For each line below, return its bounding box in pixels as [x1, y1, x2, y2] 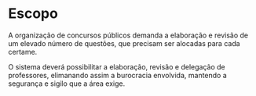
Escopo [8, 5, 59, 23]
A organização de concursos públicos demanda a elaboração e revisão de [8, 30, 249, 40]
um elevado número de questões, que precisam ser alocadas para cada [8, 38, 241, 48]
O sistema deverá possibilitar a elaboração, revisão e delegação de [8, 62, 225, 71]
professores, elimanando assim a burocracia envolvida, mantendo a [8, 70, 228, 80]
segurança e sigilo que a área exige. [8, 79, 126, 88]
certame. [8, 47, 38, 56]
